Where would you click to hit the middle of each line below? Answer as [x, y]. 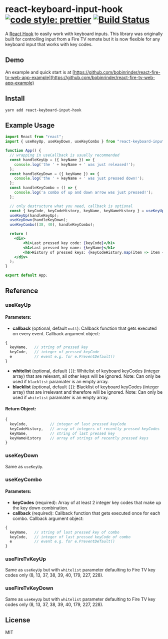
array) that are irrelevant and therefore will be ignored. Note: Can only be [87, 392]
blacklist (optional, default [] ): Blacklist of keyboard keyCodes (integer [85, 387]
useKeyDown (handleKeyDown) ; [39, 220]
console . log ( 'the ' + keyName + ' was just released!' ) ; [75, 164]
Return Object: [21, 409]
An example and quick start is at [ [40, 72]
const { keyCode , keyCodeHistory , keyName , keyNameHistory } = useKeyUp [87, 211]
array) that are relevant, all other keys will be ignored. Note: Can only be [86, 376]
